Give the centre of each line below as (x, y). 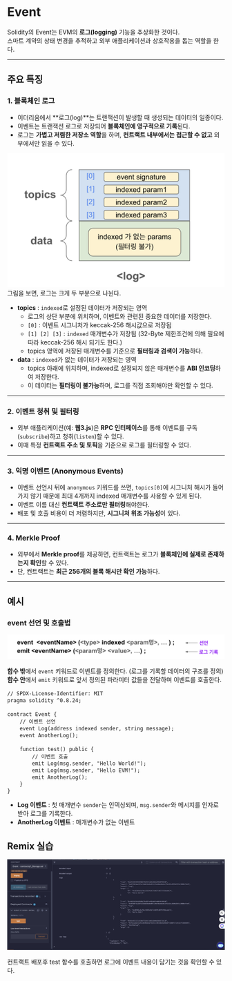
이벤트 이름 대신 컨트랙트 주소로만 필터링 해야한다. (83, 505)
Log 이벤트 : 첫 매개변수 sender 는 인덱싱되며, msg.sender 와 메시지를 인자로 (118, 805)
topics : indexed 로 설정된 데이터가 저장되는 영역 (82, 307)
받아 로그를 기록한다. (45, 814)
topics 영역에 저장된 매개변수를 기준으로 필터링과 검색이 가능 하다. (115, 351)
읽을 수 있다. (58, 143)
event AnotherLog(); (49, 736)
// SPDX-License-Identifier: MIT (55, 694)
